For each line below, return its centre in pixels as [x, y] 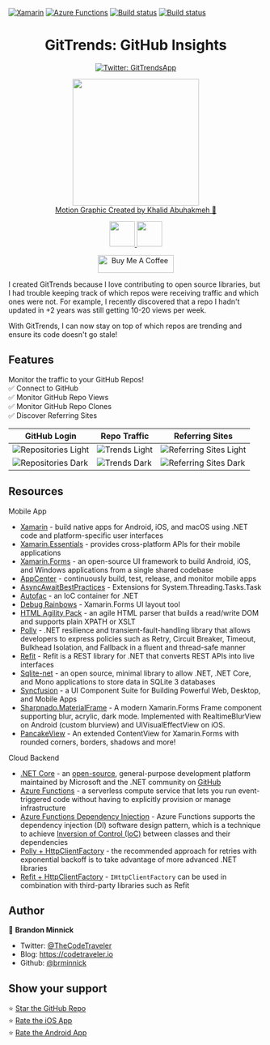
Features [31, 360]
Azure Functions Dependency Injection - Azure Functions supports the [137, 816]
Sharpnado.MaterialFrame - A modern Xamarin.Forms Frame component [141, 707]
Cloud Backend [34, 757]
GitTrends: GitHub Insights [136, 45]
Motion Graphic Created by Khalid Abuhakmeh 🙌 [136, 210]
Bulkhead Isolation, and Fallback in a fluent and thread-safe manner [133, 647]
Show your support [58, 988]
